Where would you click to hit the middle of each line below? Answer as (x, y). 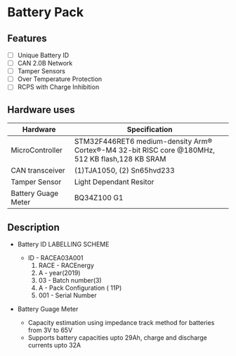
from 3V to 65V (50, 330)
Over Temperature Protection (60, 79)
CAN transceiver (38, 171)
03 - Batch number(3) (70, 280)
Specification (150, 130)
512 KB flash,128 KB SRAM (120, 159)
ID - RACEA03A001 (55, 257)
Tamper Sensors (41, 71)
